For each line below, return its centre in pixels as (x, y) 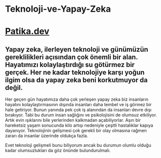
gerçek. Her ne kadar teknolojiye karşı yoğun (75, 72)
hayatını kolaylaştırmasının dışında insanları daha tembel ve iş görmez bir (78, 105)
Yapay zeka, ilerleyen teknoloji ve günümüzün (77, 49)
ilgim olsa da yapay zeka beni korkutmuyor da (76, 80)
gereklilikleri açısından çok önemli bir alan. (71, 57)
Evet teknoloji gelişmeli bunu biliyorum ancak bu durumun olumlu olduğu (78, 145)
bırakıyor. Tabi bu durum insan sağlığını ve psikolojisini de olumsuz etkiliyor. (81, 115)
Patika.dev (27, 32)
